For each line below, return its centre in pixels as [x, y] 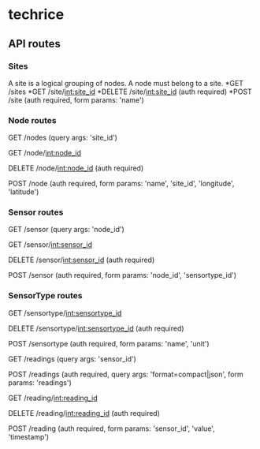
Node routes [32, 120]
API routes [34, 44]
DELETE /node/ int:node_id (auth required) [76, 168]
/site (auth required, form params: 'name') [76, 99]
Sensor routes [36, 212]
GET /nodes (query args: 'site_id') [63, 138]
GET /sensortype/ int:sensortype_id [65, 312]
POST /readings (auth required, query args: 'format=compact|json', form [126, 374]
